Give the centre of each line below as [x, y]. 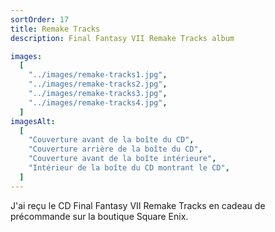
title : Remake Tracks [55, 29]
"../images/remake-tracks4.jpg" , [98, 102]
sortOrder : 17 [40, 19]
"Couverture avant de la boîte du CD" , [111, 140]
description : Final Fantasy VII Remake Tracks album [122, 38]
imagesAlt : [33, 121]
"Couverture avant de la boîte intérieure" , [122, 159]
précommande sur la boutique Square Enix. [99, 216]
